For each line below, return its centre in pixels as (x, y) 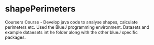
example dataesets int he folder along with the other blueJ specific (71, 32)
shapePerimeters (40, 9)
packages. (15, 37)
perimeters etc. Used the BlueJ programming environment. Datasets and (77, 27)
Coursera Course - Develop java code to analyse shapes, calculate (71, 22)
